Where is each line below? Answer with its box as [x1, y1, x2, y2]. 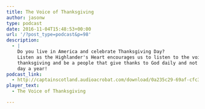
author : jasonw [6, 15, 45, 21]
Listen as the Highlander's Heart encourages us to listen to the [17, 54, 190, 60]
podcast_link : [6, 71, 43, 77]
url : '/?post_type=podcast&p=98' [6, 32, 92, 38]
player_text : [6, 83, 40, 89]
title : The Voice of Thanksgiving [6, 9, 95, 15]
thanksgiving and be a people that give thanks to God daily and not [17, 60, 198, 66]
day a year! [17, 65, 48, 72]
